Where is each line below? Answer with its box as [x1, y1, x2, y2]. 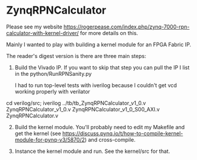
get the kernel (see [14, 130, 61, 137]
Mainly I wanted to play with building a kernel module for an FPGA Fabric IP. [6, 41, 192, 48]
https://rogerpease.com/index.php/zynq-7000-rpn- [63, 23, 190, 30]
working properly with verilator [14, 88, 90, 95]
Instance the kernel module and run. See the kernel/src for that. [14, 148, 170, 155]
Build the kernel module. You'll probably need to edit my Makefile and [14, 123, 185, 130]
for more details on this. [80, 29, 138, 36]
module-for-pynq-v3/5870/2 [14, 136, 85, 143]
